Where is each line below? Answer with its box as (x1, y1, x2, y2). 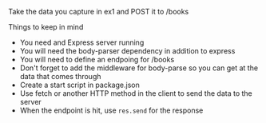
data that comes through (19, 72, 101, 81)
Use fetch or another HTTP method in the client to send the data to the (19, 89, 253, 98)
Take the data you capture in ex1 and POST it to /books (8, 7, 189, 16)
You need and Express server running (19, 38, 145, 47)
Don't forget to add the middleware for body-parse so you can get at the (19, 63, 258, 73)
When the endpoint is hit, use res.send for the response (19, 105, 204, 115)
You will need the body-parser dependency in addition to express (19, 46, 236, 55)
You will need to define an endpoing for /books (19, 55, 175, 64)
